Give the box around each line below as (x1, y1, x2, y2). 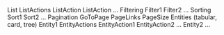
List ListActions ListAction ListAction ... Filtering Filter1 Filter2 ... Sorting (7, 6, 211, 14)
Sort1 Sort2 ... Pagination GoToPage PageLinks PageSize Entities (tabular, (7, 13, 218, 21)
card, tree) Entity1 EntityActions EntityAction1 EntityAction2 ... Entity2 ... (7, 21, 211, 28)
